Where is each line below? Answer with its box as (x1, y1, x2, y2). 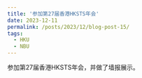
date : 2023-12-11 (7, 17, 58, 24)
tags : (7, 30, 23, 37)
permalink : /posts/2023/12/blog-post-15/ (7, 23, 130, 30)
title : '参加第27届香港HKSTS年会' (7, 10, 99, 18)
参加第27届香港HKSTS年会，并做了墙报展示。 (7, 63, 140, 71)
